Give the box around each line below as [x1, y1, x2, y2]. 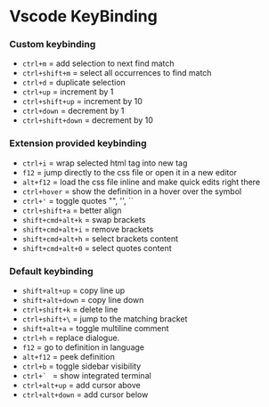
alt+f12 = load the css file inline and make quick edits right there [21, 176, 261, 187]
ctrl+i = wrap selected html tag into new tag [21, 158, 188, 168]
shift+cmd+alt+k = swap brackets [21, 214, 146, 224]
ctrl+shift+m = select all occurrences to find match [21, 68, 212, 78]
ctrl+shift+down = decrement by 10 [21, 115, 154, 126]
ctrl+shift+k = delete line [21, 305, 118, 315]
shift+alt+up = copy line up [21, 285, 126, 296]
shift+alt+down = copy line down [21, 295, 144, 305]
